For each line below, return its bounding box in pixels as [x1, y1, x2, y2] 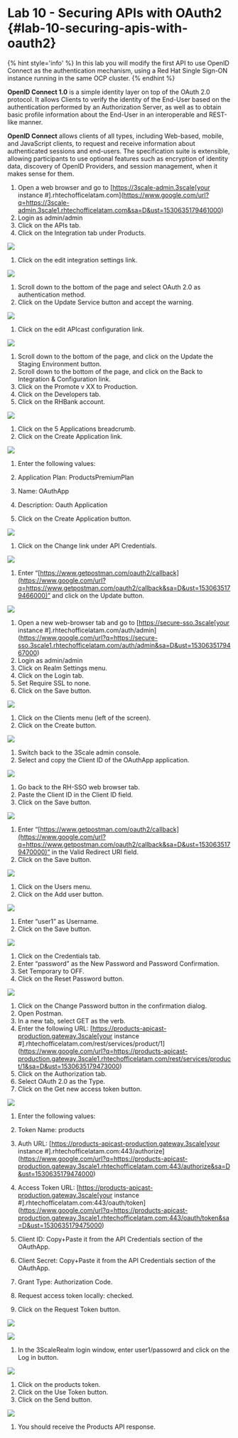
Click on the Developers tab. [17, 390, 101, 398]
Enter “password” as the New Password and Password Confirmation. [17, 959, 220, 968]
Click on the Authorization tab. [17, 1069, 107, 1078]
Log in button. [17, 1353, 59, 1361]
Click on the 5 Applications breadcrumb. [17, 425, 136, 433]
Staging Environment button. [17, 359, 102, 368]
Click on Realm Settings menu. [17, 664, 108, 672]
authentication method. [17, 290, 87, 299]
